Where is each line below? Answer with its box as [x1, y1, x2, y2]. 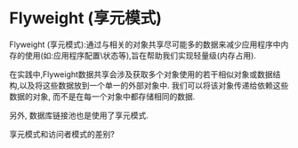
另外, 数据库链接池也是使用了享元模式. [9, 110, 149, 121]
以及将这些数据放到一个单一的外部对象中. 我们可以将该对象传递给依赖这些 [19, 80, 289, 90]
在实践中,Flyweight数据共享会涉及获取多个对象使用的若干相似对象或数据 [9, 68, 273, 80]
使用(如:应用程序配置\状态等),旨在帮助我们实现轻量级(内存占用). [24, 50, 256, 60]
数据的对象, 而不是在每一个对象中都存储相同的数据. [9, 90, 196, 102]
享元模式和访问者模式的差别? [9, 129, 116, 139]
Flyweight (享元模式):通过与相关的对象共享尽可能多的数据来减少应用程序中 [9, 39, 281, 50]
